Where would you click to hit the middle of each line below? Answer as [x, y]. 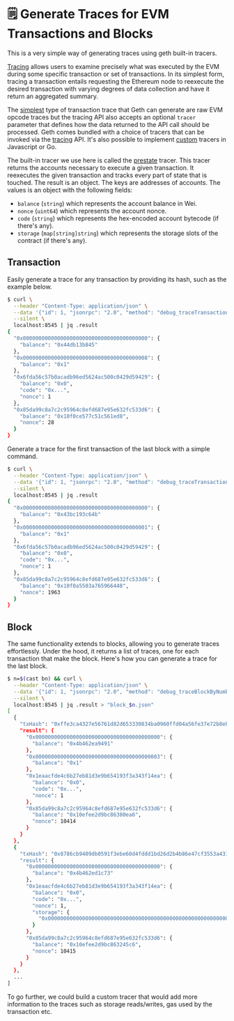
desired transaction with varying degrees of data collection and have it [109, 89]
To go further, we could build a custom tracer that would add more [102, 997]
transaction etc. [30, 1012]
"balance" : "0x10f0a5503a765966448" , [75, 586]
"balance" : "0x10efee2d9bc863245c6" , [87, 944]
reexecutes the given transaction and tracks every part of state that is [107, 175]
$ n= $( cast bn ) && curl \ [45, 679]
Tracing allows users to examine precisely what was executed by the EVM [113, 66]
